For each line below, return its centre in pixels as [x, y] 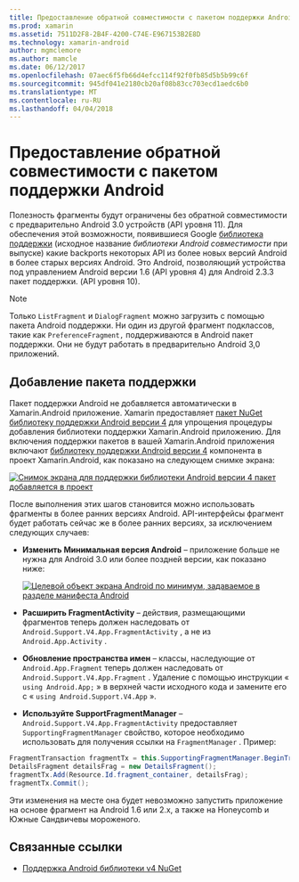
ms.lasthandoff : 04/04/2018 [61, 109]
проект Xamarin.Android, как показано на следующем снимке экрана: [142, 460]
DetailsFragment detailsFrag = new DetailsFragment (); [113, 766]
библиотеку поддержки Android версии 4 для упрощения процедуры [141, 422]
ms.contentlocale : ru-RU [55, 100]
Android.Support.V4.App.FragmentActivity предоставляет [129, 723]
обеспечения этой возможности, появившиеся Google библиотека [137, 234]
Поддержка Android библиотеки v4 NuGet [102, 869]
